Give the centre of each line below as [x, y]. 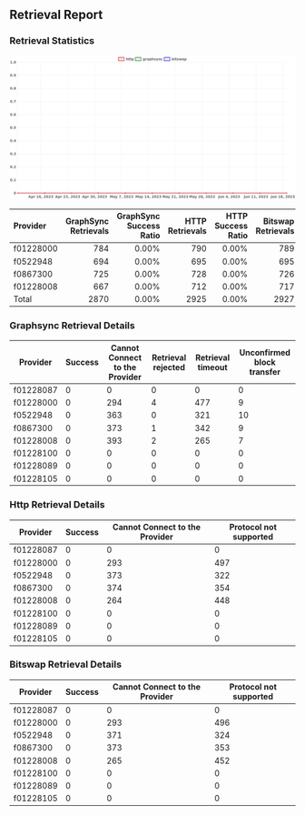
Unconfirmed [265, 353]
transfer [265, 372]
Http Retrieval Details [57, 505]
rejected [169, 367]
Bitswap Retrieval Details [66, 665]
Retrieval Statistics [52, 41]
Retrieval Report [56, 15]
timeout [213, 367]
